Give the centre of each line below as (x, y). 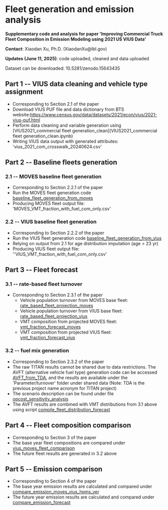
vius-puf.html (26, 120)
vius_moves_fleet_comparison (44, 448)
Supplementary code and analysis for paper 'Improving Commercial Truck (84, 34)
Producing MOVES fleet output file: (49, 204)
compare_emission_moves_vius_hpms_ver (56, 492)
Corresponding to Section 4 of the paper (54, 481)
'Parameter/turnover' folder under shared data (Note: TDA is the (78, 383)
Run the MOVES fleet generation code (52, 193)
